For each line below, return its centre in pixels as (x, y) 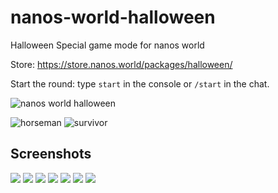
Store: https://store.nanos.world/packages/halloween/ (121, 64)
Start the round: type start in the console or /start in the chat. (140, 83)
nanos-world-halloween (113, 17)
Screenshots (51, 154)
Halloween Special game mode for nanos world (107, 45)
